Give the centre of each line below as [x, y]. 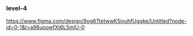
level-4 [17, 8]
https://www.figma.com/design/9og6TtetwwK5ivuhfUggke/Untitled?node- [97, 21]
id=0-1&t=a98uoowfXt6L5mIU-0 [45, 27]
